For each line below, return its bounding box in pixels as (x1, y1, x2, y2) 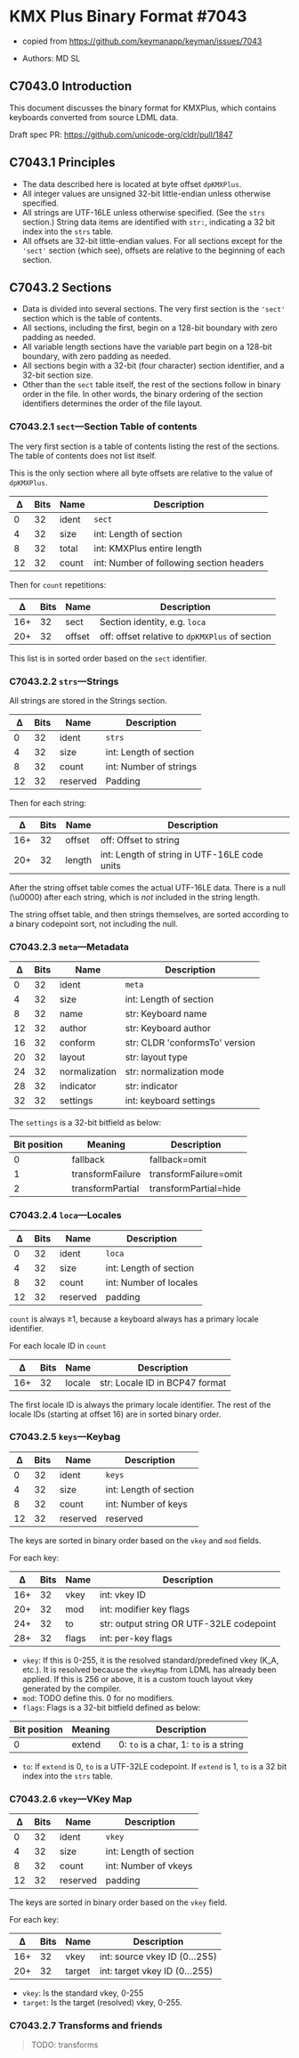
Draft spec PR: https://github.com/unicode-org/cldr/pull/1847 (9, 129, 233, 140)
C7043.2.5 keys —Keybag (9, 1431, 121, 1444)
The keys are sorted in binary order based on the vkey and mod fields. (9, 1534, 262, 1546)
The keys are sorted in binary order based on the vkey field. (9, 1897, 228, 1908)
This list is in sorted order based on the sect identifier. (9, 653, 207, 663)
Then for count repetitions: (9, 579, 107, 590)
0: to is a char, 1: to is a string (118, 1738, 244, 1751)
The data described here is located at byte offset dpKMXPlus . (21, 178, 242, 189)
